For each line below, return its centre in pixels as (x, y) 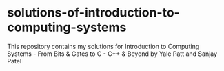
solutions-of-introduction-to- (94, 13)
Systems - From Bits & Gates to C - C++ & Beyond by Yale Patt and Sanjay (112, 54)
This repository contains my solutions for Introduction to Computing (103, 46)
